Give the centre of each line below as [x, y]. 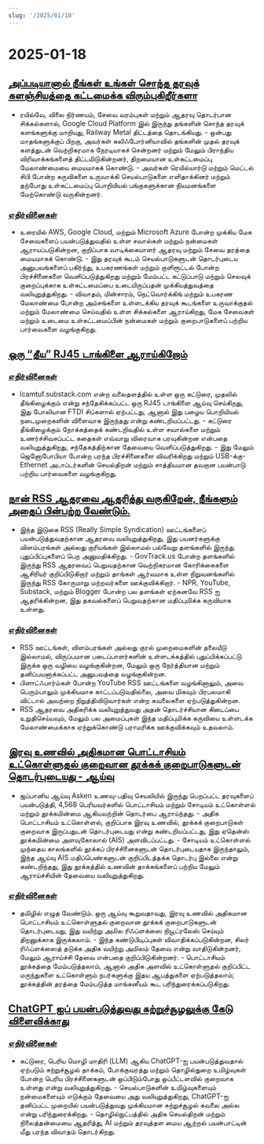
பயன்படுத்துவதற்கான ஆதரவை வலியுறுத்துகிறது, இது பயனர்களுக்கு [119, 538]
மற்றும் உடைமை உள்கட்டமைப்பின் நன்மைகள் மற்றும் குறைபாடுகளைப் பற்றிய [133, 320]
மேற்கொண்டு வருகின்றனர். [61, 194]
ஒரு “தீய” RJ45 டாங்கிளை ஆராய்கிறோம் [98, 354]
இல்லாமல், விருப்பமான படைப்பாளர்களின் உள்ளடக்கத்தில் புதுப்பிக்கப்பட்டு [130, 656]
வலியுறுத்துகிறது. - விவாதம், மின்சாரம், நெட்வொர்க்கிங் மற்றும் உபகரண [126, 293]
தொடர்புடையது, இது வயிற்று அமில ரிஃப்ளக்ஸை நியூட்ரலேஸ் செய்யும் [121, 930]
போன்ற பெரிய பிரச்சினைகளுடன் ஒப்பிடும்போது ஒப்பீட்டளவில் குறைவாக [126, 1078]
